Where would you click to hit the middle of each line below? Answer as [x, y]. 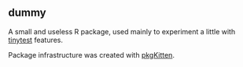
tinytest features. [36, 40]
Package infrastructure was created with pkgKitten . [92, 55]
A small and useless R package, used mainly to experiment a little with [122, 31]
